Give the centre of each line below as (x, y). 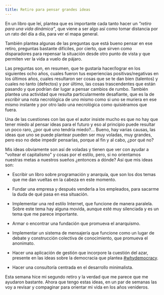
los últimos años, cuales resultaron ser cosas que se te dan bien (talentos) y (82, 79)
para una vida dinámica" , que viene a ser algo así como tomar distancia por (82, 29)
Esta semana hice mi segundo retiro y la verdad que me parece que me (77, 276)
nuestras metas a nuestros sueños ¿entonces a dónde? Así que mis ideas (79, 159)
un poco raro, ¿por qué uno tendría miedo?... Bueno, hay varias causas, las (80, 129)
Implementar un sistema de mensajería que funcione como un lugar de (83, 233)
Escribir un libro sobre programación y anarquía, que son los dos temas (84, 174)
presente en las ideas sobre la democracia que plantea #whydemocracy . (85, 258)
